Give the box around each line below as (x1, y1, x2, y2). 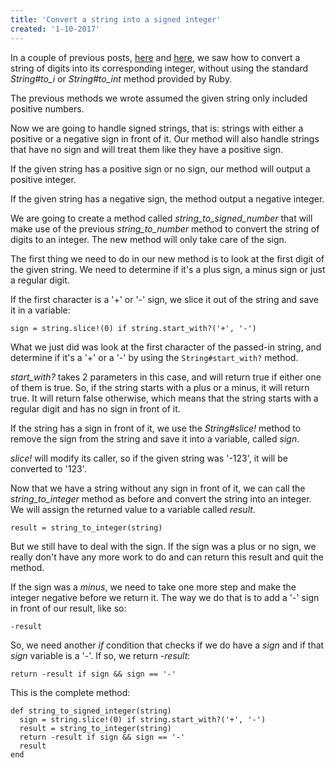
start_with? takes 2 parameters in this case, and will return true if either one (10, 371, 322, 383)
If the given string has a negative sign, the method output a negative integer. (10, 192, 325, 205)
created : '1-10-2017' (10, 24, 101, 34)
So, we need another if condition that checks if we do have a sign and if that (10, 639, 325, 651)
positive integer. (10, 173, 77, 185)
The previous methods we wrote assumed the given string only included (10, 92, 308, 104)
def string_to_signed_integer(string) (10, 706, 172, 716)
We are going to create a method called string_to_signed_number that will (10, 212, 313, 224)
